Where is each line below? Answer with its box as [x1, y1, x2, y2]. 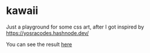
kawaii [6, 4, 39, 17]
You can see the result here [6, 41, 72, 48]
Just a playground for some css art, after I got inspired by [6, 23, 144, 30]
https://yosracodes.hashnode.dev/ [6, 29, 89, 36]
